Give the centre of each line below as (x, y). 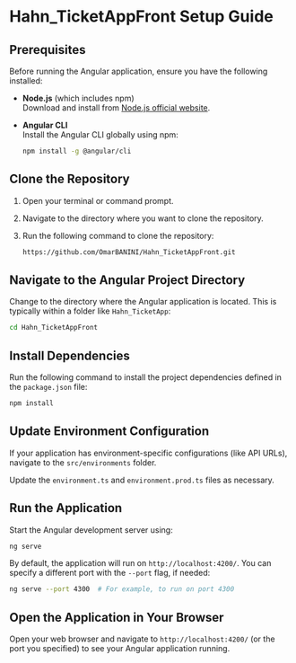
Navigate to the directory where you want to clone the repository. (143, 218)
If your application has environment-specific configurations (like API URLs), (148, 453)
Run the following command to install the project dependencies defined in (146, 377)
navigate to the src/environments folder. (83, 462)
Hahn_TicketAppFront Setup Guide (141, 17)
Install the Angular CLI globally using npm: (100, 135)
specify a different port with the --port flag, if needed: (110, 573)
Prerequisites (48, 50)
